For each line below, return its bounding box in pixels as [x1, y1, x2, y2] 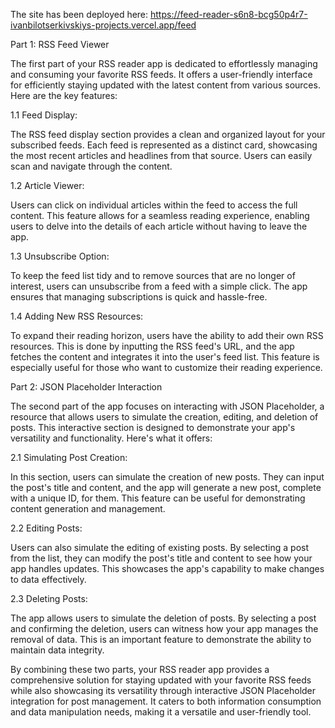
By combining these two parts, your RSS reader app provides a [10, 664, 270, 675]
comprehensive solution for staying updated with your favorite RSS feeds [10, 674, 312, 686]
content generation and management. [10, 503, 166, 514]
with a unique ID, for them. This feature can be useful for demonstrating [10, 492, 306, 504]
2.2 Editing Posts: [10, 522, 83, 534]
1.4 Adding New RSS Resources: [10, 310, 144, 322]
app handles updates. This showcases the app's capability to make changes [10, 563, 325, 574]
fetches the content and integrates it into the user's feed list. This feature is [10, 351, 320, 363]
